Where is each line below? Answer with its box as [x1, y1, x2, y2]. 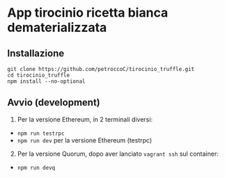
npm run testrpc [17, 130, 65, 137]
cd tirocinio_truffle [7, 72, 70, 79]
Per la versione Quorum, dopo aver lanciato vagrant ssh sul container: [17, 149, 219, 158]
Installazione [7, 47, 65, 59]
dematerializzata [7, 19, 107, 35]
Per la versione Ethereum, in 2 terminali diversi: [17, 115, 153, 123]
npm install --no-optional [7, 78, 86, 85]
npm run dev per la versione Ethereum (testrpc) [17, 136, 152, 144]
